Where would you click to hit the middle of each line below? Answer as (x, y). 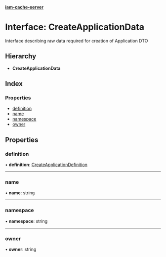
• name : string (20, 193)
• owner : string (21, 250)
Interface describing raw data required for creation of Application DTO (77, 41)
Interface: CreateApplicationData (75, 27)
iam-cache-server (24, 7)
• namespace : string (26, 221)
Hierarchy (21, 56)
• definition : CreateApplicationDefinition (46, 165)
